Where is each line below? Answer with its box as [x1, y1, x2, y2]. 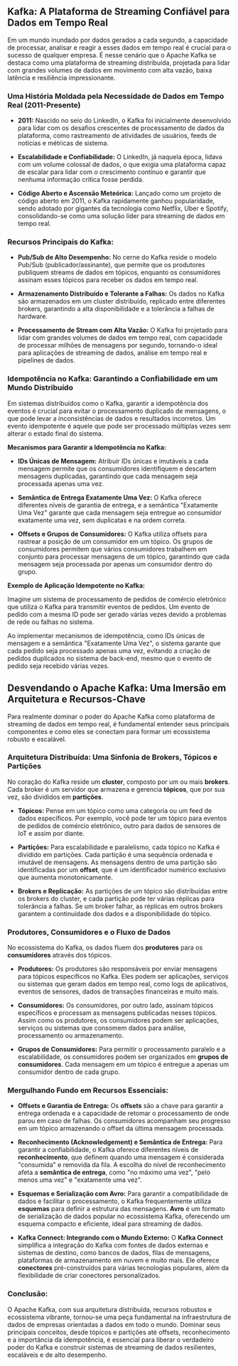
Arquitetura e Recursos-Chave [7, 693, 146, 706]
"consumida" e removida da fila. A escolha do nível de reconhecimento [17, 1161, 226, 1169]
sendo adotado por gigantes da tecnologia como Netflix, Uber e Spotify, [17, 204, 229, 213]
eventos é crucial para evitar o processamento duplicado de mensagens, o [7, 407, 226, 415]
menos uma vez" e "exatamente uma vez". [17, 1176, 142, 1184]
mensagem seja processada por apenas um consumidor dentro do [17, 559, 213, 568]
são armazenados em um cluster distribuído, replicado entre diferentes [17, 297, 226, 306]
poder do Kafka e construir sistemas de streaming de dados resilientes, [7, 1343, 217, 1351]
